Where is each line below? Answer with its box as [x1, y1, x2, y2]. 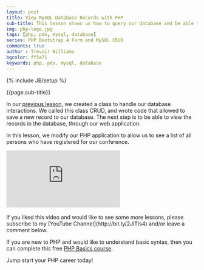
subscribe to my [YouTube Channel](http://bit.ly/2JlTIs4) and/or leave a [6, 220, 185, 227]
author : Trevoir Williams [6, 49, 75, 55]
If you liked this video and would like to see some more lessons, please [6, 213, 184, 221]
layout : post [6, 9, 39, 15]
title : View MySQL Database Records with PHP [6, 15, 123, 21]
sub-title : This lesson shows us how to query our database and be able [6, 20, 194, 26]
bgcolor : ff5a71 [6, 54, 47, 60]
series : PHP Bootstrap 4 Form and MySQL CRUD [6, 37, 123, 43]
